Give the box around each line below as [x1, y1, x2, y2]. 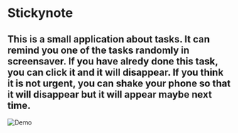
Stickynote [7, 5, 73, 21]
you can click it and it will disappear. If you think [7, 66, 224, 79]
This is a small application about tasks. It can [7, 33, 210, 45]
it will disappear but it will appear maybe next [7, 88, 212, 100]
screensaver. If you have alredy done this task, [7, 55, 218, 67]
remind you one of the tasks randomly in [7, 44, 190, 56]
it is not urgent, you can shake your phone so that [7, 77, 231, 89]
